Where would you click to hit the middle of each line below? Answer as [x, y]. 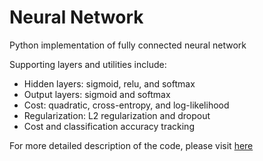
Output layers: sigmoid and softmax [97, 94]
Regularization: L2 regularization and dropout [117, 115]
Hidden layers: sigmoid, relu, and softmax [109, 83]
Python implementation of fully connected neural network [128, 45]
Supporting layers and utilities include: [88, 64]
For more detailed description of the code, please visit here [131, 145]
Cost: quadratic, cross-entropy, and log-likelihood [126, 105]
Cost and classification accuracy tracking [109, 126]
